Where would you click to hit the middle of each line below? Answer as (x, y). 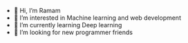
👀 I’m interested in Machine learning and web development (97, 18)
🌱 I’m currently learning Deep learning (68, 25)
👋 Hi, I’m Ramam (37, 11)
